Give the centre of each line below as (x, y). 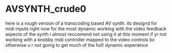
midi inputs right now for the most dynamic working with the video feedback (86, 28)
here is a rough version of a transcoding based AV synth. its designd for (81, 23)
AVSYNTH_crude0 (46, 9)
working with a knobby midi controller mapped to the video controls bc (80, 40)
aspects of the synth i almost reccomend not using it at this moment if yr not (86, 34)
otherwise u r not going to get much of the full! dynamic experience (77, 45)
